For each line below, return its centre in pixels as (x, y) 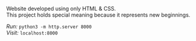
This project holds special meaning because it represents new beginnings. (98, 15)
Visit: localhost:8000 (32, 33)
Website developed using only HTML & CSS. (61, 9)
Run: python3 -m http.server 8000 (49, 26)
